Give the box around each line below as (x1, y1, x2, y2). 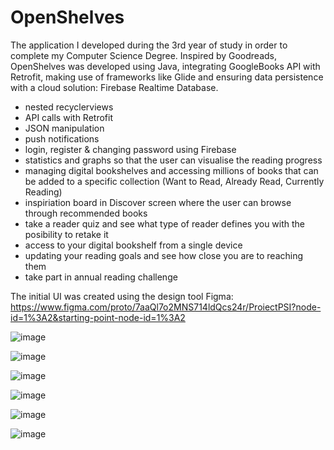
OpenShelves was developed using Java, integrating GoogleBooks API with (10, 60, 321, 72)
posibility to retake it (24, 228, 109, 240)
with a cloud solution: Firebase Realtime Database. (10, 81, 219, 93)
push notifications (24, 132, 100, 145)
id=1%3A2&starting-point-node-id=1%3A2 (10, 311, 186, 323)
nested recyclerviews (24, 101, 114, 113)
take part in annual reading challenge (24, 271, 178, 283)
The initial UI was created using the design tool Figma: (10, 290, 234, 302)
